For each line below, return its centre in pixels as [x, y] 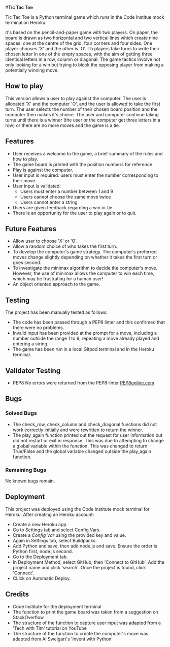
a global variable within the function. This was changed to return [80, 446]
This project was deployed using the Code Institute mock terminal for [77, 509]
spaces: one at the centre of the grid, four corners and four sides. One [79, 43]
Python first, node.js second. [43, 551]
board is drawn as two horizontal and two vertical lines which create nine [82, 38]
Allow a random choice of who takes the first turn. [65, 246]
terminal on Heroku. [26, 23]
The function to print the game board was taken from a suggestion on [85, 612]
